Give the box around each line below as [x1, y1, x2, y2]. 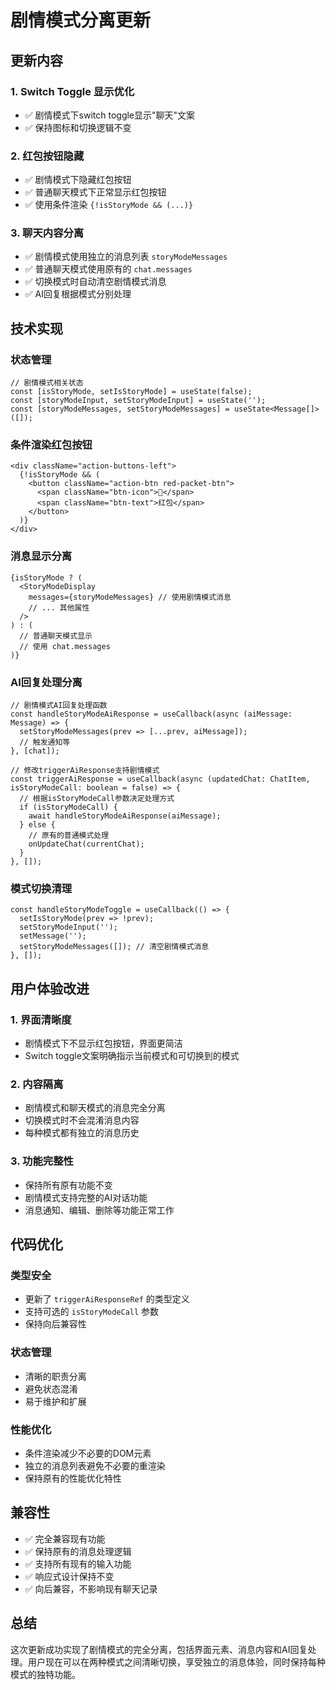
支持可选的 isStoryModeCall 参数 [24, 1306, 160, 1318]
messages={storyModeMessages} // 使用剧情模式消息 [28, 592, 232, 602]
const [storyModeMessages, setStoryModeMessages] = [10, 404, 230, 415]
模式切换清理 [10, 881, 73, 895]
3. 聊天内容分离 [10, 226, 85, 240]
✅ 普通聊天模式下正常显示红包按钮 [24, 186, 167, 198]
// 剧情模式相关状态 [10, 378, 84, 388]
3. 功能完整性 [10, 1154, 74, 1168]
